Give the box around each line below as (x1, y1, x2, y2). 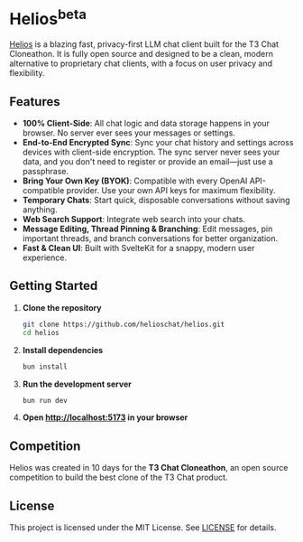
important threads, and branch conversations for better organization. (22, 233, 279, 244)
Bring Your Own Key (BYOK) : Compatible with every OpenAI (22, 175, 248, 186)
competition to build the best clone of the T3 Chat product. (9, 472, 228, 483)
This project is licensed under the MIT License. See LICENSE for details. (9, 522, 277, 533)
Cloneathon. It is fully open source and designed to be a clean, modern (9, 49, 273, 60)
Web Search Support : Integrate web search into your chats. (22, 214, 246, 225)
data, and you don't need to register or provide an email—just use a (22, 156, 273, 167)
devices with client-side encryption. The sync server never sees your (22, 146, 280, 158)
